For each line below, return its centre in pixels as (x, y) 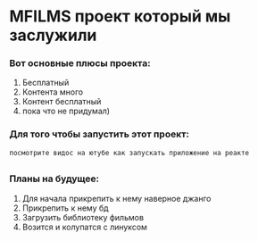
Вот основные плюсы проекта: (80, 63)
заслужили (53, 35)
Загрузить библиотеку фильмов (83, 217)
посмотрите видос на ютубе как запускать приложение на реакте (129, 153)
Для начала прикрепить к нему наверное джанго (117, 198)
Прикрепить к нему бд (65, 208)
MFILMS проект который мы (120, 17)
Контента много (52, 92)
